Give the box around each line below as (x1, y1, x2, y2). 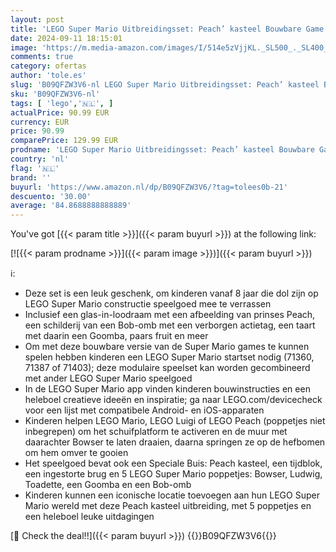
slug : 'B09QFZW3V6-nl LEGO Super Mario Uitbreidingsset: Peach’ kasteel (10, 80, 320, 90)
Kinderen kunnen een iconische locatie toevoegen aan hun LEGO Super (24, 489, 320, 501)
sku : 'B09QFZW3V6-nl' (10, 89, 101, 99)
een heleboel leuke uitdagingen (24, 511, 155, 523)
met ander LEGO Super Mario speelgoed (24, 372, 193, 385)
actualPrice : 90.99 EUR (10, 107, 110, 118)
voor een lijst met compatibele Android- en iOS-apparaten (24, 404, 265, 416)
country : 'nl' (10, 154, 70, 164)
